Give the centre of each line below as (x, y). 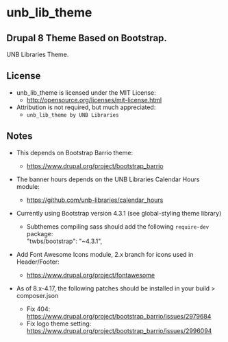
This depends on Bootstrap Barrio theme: (75, 152)
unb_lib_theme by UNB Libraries (73, 115)
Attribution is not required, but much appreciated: (86, 107)
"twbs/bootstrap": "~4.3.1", (64, 241)
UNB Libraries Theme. (38, 54)
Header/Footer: (38, 262)
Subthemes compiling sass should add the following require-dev (118, 226)
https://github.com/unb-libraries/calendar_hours (95, 200)
